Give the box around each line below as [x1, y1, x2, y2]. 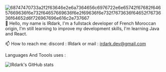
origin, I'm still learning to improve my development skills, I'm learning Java [5, 26, 160, 32]
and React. [5, 31, 27, 36]
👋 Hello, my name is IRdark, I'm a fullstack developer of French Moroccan [5, 20, 156, 26]
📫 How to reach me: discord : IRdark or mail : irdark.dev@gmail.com [5, 41, 146, 46]
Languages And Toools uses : [5, 52, 66, 58]
